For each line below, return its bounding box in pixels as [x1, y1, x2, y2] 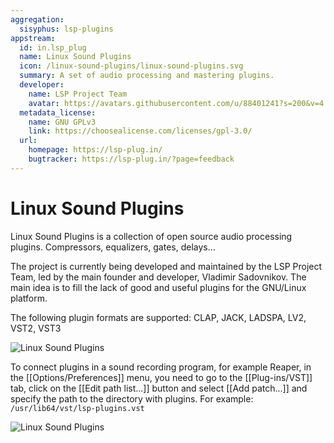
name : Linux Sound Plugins [19, 52, 132, 62]
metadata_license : [19, 107, 97, 118]
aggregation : [10, 14, 65, 25]
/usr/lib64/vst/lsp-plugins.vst [10, 403, 145, 413]
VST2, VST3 [10, 322, 62, 334]
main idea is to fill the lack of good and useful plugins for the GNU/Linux [10, 281, 307, 293]
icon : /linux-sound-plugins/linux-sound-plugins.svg [19, 61, 244, 71]
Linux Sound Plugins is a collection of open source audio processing [10, 230, 293, 242]
